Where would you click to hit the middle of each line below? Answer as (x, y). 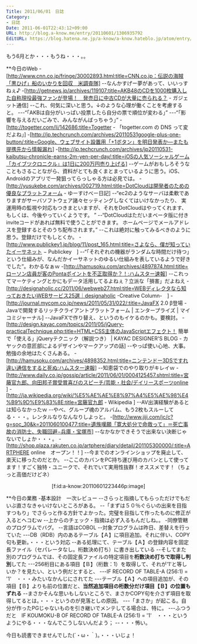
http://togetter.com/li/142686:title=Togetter (60, 127)
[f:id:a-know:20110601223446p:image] (98, 486)
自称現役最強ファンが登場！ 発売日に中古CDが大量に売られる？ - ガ (94, 98)
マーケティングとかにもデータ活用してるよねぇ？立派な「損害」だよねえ (98, 281)
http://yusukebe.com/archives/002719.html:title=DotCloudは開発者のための (98, 186)
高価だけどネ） (34, 474)
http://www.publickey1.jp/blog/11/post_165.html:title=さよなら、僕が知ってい (99, 244)
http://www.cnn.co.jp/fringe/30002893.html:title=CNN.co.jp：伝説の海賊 (96, 76)
